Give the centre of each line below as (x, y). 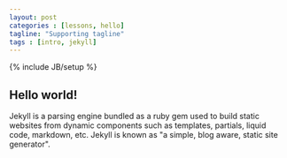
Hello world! (43, 95)
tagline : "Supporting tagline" (67, 34)
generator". (30, 144)
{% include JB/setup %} (53, 67)
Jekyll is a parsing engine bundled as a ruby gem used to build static (134, 117)
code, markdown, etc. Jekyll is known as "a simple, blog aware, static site (144, 135)
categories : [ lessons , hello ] (67, 26)
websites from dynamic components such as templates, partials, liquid (138, 125)
